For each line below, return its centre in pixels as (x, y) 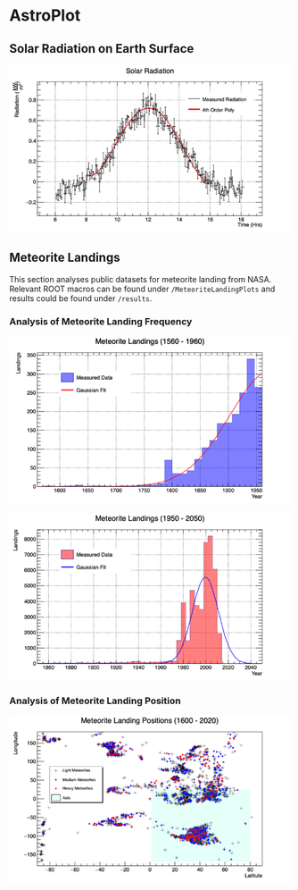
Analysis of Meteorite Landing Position (95, 701)
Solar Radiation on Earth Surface (102, 49)
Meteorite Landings (65, 258)
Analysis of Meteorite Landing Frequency (101, 321)
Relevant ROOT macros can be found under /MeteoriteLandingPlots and (142, 289)
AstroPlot (45, 16)
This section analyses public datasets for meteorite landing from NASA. (141, 279)
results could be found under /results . (81, 298)
